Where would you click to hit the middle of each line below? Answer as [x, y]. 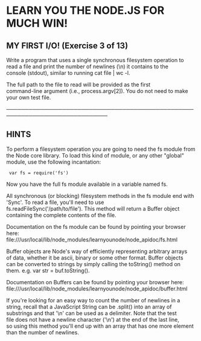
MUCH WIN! [37, 23]
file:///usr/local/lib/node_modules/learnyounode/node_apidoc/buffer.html [97, 288]
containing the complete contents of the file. [61, 215]
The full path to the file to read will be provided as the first [78, 84]
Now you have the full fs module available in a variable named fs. [87, 184]
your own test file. [29, 97]
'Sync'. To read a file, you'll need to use [55, 202]
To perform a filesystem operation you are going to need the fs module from [101, 149]
